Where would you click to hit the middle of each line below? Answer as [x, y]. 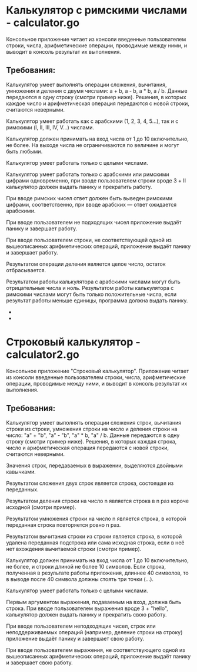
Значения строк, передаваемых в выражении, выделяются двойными [95, 465]
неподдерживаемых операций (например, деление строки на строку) [94, 632]
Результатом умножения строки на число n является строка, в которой [96, 518]
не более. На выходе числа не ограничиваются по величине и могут [93, 145]
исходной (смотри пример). [41, 507]
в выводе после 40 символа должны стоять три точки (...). [80, 579]
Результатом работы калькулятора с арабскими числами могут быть [93, 282]
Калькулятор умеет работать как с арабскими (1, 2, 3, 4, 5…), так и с [92, 121]
